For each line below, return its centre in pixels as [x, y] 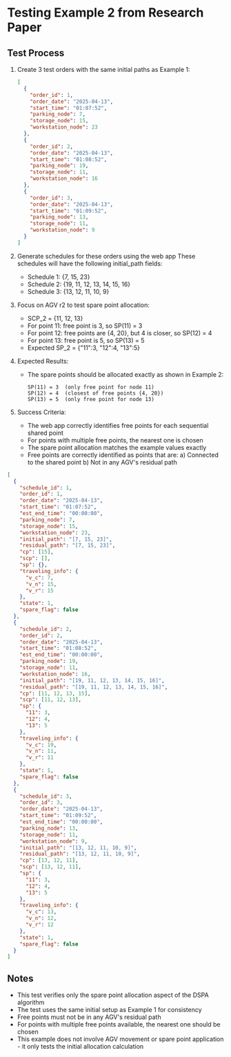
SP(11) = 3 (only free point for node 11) [91, 387]
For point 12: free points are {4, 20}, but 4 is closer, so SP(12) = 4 [120, 333]
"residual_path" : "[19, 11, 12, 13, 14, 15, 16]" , [94, 687]
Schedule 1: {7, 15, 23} [59, 277]
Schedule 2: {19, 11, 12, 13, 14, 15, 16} [79, 284]
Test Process [36, 53]
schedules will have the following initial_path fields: [90, 263]
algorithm [31, 1002]
